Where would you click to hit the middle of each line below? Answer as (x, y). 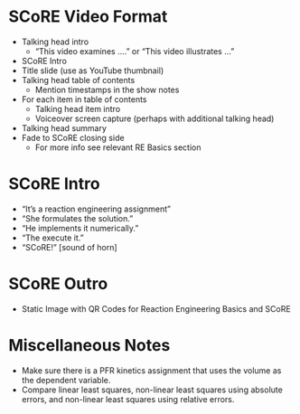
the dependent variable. (66, 380)
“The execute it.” (52, 238)
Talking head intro (55, 42)
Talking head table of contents (78, 80)
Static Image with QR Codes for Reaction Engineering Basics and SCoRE (156, 308)
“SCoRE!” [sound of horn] (70, 247)
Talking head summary (64, 127)
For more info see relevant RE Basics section (118, 147)
